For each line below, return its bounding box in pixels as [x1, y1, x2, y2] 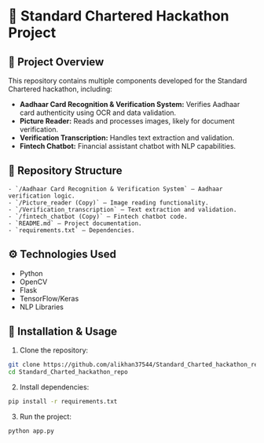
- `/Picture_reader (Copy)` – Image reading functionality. [8, 198, 210, 207]
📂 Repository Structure [8, 164, 123, 178]
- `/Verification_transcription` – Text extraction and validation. [8, 205, 237, 213]
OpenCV [19, 277, 48, 286]
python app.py [8, 427, 55, 435]
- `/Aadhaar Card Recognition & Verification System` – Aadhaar [8, 185, 223, 193]
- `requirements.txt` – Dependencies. [8, 226, 135, 234]
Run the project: [19, 412, 72, 422]
